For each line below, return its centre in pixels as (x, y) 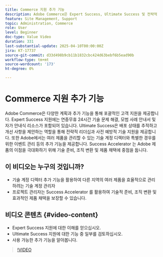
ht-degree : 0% (20, 69)
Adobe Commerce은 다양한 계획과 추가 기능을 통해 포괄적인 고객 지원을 (73, 113)
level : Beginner (21, 32)
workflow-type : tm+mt (27, 60)
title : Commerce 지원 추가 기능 (35, 10)
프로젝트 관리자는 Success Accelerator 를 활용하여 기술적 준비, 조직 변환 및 (84, 192)
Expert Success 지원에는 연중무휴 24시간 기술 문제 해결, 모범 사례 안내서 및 (84, 119)
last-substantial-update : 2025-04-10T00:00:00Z (54, 46)
